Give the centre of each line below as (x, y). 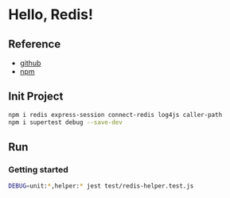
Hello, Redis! (51, 15)
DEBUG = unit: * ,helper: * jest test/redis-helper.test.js (101, 186)
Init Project (36, 97)
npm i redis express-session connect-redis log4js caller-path (115, 115)
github (30, 63)
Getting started (39, 169)
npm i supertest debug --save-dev (66, 122)
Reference (35, 44)
